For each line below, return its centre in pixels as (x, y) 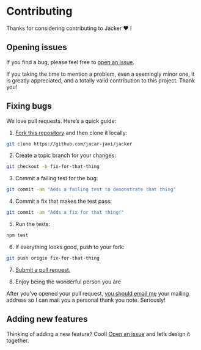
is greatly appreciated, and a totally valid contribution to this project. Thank (101, 80)
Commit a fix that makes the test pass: (63, 201)
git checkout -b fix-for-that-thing (53, 167)
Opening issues (37, 47)
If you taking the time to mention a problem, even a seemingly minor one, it (100, 74)
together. (18, 340)
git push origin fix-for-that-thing (53, 258)
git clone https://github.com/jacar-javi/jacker (69, 144)
